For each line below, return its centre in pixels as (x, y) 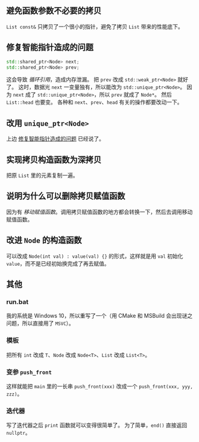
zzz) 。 (14, 394)
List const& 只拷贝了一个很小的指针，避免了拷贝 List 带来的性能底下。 (95, 27)
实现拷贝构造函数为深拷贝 (54, 160)
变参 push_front (29, 372)
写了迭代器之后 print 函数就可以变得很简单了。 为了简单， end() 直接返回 (97, 425)
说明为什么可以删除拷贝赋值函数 (66, 196)
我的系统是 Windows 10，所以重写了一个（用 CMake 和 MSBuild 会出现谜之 (99, 316)
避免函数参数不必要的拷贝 (54, 11)
